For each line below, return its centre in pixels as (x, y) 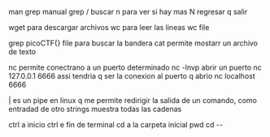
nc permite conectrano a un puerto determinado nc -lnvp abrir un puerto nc (135, 67)
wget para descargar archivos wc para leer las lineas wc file (109, 27)
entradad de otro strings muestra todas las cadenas (95, 109)
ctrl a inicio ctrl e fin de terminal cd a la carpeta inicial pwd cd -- (116, 124)
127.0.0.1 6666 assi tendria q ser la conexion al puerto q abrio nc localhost (132, 76)
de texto (22, 51)
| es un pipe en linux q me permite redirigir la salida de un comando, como (133, 100)
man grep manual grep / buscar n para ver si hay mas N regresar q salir (128, 12)
